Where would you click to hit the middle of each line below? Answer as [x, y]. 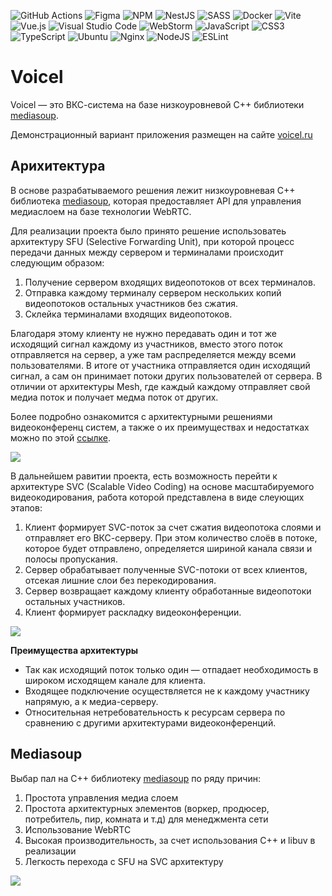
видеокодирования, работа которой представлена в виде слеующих [157, 497]
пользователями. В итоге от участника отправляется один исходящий [160, 365]
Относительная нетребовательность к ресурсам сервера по [155, 712]
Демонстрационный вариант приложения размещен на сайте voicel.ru [161, 134]
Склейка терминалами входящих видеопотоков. [128, 314]
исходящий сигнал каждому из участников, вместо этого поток [146, 344]
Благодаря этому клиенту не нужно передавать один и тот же [143, 333]
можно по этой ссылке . [61, 437]
